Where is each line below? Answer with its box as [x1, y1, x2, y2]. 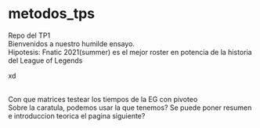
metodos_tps [8, 5, 96, 23]
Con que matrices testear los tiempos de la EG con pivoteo [8, 94, 198, 104]
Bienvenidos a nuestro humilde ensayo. [8, 38, 135, 48]
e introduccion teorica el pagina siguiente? [8, 111, 146, 120]
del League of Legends [8, 56, 83, 65]
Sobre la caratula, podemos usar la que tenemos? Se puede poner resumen [8, 103, 252, 112]
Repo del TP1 [8, 31, 51, 40]
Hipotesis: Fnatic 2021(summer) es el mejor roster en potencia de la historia [8, 47, 252, 57]
